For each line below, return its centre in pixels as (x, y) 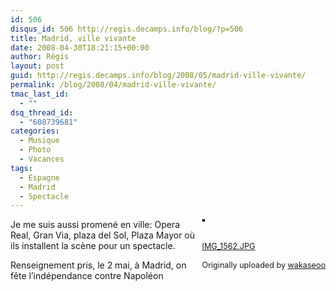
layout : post (37, 66)
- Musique (39, 141)
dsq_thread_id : (42, 112)
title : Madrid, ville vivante (73, 38)
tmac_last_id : (40, 94)
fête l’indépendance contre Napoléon (87, 276)
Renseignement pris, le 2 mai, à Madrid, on (98, 265)
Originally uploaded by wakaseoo (263, 265)
